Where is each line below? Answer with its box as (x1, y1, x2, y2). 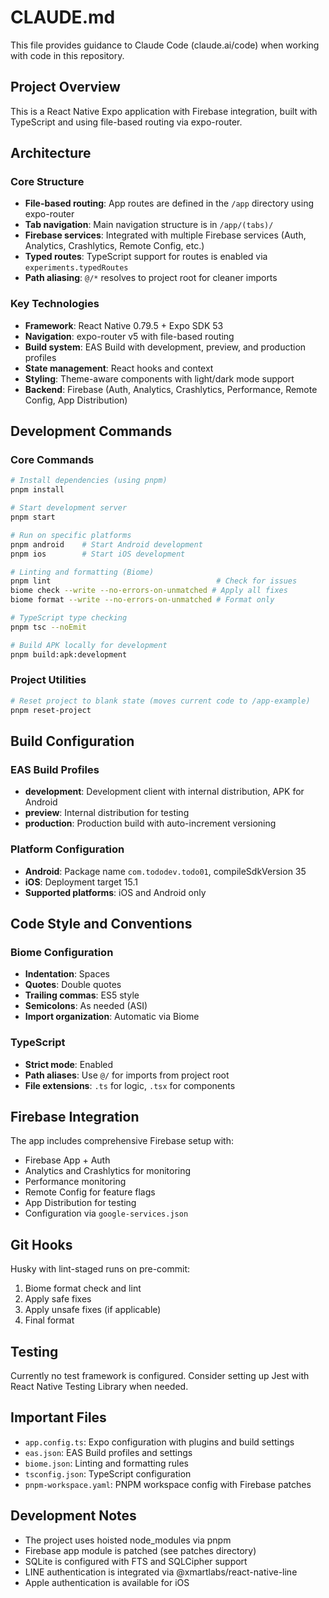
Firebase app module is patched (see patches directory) (24, 1544, 257, 1556)
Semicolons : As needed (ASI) (24, 1000, 148, 1012)
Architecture (10, 145, 92, 162)
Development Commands (10, 423, 173, 440)
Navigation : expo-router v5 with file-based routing (24, 330, 235, 342)
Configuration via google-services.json (24, 1207, 189, 1220)
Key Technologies (10, 297, 100, 311)
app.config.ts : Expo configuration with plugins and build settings (24, 1436, 295, 1448)
